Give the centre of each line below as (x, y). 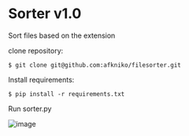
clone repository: (36, 50)
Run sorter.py (30, 108)
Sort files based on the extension (62, 35)
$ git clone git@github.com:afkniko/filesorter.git (94, 65)
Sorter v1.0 (45, 14)
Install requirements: (41, 79)
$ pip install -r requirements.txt (67, 94)
